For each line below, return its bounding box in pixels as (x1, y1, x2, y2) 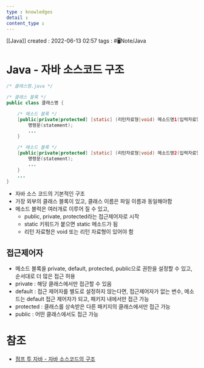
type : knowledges (6, 9, 53, 15)
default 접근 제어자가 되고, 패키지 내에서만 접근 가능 (26, 296, 149, 303)
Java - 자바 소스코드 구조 (6, 63, 124, 77)
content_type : (6, 20, 45, 26)
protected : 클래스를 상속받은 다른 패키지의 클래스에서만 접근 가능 (15, 303, 171, 310)
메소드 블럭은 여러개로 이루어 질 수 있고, (15, 205, 109, 213)
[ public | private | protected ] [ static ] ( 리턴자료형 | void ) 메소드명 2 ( (17, 150, 180, 156)
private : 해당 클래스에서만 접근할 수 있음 (15, 280, 112, 288)
